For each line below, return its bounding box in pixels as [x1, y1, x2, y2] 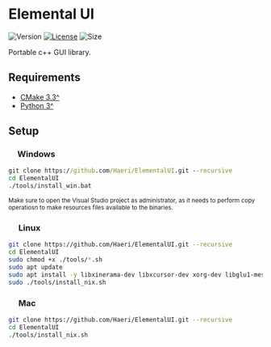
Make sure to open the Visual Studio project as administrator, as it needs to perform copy [8, 197, 256, 205]
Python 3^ [19, 100, 54, 110]
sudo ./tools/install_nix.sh [8, 278, 106, 286]
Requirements [8, 70, 81, 85]
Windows [17, 149, 56, 160]
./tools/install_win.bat [8, 182, 92, 190]
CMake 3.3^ [19, 92, 60, 102]
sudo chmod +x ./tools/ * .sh [8, 256, 103, 264]
